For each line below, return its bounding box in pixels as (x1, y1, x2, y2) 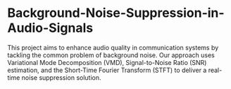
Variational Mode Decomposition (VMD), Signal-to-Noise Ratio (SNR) (7, 58, 207, 66)
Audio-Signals (7, 20, 94, 36)
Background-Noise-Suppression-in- (7, 5, 225, 21)
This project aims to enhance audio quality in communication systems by (7, 43, 219, 52)
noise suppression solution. (21, 73, 101, 82)
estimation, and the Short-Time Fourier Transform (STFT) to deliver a (7, 66, 207, 74)
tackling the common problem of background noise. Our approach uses (7, 51, 215, 59)
